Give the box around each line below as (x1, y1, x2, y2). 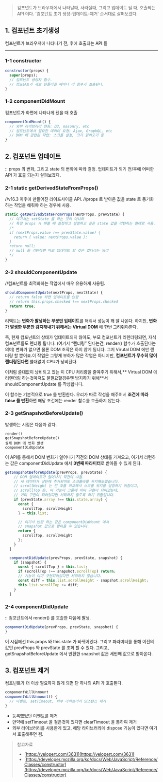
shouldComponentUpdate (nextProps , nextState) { (5, 290, 103, 295)
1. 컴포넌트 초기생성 (5, 26, 60, 35)
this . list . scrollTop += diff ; (17, 582, 79, 587)
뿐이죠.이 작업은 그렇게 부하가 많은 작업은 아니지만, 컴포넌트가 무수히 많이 (19, 353, 157, 358)
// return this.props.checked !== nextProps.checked (9, 299, 118, 304)
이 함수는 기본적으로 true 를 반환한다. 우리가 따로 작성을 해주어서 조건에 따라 (5, 391, 149, 397)
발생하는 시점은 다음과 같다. (5, 421, 57, 428)
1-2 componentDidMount (5, 98, 65, 105)
